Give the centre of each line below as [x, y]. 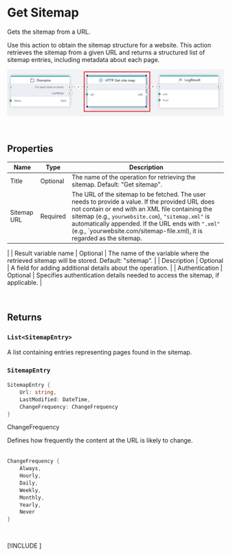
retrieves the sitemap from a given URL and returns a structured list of [106, 52]
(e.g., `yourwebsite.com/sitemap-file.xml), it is [137, 231]
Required [53, 216]
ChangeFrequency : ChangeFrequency [69, 407]
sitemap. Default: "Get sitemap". [117, 184]
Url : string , [38, 392]
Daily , [29, 483]
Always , [30, 469]
